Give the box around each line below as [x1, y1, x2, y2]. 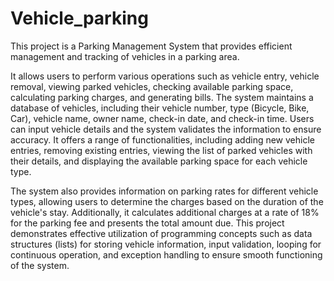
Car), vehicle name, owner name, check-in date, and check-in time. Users [10, 112, 315, 124]
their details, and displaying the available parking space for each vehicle [10, 155, 308, 167]
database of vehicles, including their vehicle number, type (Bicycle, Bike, [10, 102, 310, 114]
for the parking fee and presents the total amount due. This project [10, 217, 285, 229]
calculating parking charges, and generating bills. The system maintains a [10, 91, 314, 103]
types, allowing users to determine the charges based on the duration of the [10, 195, 324, 207]
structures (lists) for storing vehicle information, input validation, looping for [10, 238, 322, 250]
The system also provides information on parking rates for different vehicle [10, 185, 319, 197]
